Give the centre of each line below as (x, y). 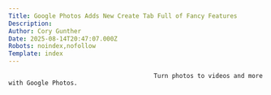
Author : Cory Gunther (45, 31)
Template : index (36, 54)
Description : (30, 24)
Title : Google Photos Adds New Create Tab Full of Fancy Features (123, 16)
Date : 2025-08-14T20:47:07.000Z (63, 39)
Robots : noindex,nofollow (52, 46)
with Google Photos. (43, 83)
